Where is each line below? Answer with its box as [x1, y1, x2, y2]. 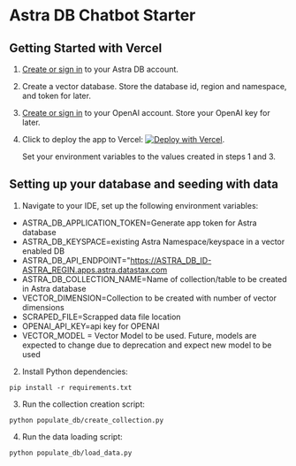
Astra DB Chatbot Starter [9, 5, 196, 26]
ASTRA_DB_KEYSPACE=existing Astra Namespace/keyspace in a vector [21, 236, 285, 247]
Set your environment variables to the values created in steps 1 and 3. [21, 151, 277, 162]
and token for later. [21, 90, 91, 101]
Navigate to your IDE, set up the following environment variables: [21, 200, 259, 210]
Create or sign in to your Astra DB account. [21, 64, 179, 74]
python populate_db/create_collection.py [9, 416, 164, 424]
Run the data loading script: [21, 431, 124, 442]
